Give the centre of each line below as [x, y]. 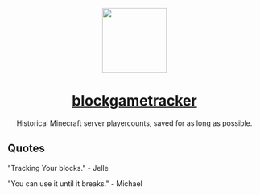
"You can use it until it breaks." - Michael [75, 183]
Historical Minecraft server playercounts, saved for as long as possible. [134, 123]
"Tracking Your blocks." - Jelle [58, 168]
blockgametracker [134, 101]
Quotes [27, 149]
